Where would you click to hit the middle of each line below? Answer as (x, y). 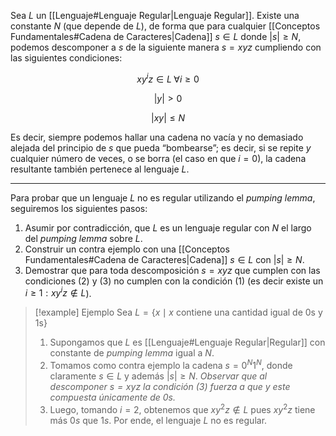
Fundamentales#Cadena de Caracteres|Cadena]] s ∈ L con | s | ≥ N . (164, 259)
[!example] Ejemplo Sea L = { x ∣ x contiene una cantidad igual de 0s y (178, 312)
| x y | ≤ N (168, 117)
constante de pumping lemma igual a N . (132, 353)
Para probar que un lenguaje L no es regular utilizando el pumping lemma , (163, 197)
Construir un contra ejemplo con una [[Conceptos (127, 249)
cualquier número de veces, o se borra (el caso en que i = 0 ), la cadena (158, 158)
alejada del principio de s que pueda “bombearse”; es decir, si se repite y (161, 147)
